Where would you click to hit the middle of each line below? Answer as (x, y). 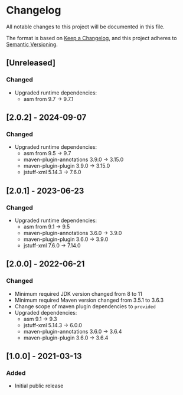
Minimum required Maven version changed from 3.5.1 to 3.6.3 (89, 300)
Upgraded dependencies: (46, 312)
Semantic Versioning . (32, 44)
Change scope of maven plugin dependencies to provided (85, 306)
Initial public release (39, 386)
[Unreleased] (31, 63)
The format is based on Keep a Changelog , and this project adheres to (91, 38)
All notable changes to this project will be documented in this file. (86, 27)
